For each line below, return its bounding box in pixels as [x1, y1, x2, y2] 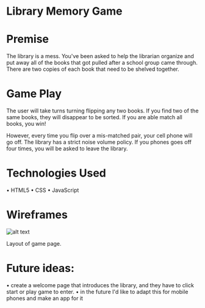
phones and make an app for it [6, 295, 84, 302]
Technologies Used [6, 166, 107, 180]
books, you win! [6, 120, 46, 128]
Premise [6, 32, 49, 46]
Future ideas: [6, 262, 75, 276]
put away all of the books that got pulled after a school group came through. [6, 59, 198, 67]
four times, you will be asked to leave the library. [6, 145, 128, 152]
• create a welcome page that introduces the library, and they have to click [6, 281, 194, 288]
